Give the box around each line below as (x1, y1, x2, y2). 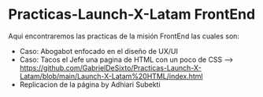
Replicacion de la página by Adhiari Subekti (19, 80, 161, 89)
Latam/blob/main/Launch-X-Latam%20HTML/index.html (19, 71, 203, 81)
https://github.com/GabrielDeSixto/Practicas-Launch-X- (19, 63, 202, 72)
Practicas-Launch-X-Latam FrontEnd (8, 5, 256, 23)
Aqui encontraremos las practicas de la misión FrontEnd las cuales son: (8, 31, 240, 41)
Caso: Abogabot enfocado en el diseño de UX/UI (19, 46, 179, 56)
